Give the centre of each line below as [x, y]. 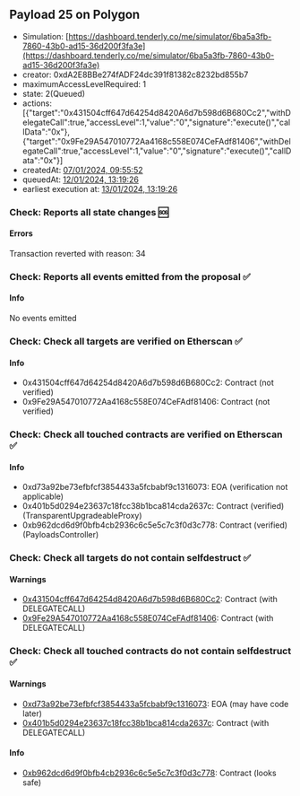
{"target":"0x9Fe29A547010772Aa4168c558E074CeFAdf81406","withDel [156, 141]
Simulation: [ [45, 36]
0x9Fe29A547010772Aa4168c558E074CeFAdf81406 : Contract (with [148, 618]
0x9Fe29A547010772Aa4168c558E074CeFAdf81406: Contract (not [146, 402]
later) [32, 713]
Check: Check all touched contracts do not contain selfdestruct [150, 652]
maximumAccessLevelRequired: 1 [84, 83]
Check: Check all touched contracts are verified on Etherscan [146, 434]
